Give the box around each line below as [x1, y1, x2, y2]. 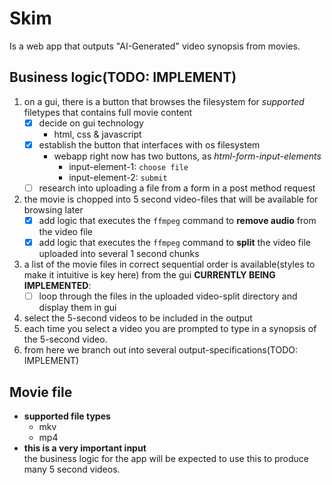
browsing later [23, 203, 84, 216]
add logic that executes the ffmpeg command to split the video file [38, 237, 311, 248]
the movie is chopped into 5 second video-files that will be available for [23, 193, 319, 205]
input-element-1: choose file [68, 160, 189, 172]
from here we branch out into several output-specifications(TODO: [23, 344, 299, 356]
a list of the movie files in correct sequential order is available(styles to [23, 258, 316, 271]
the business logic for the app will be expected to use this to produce [23, 452, 309, 464]
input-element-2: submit [68, 171, 168, 183]
